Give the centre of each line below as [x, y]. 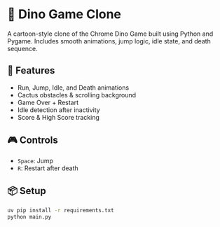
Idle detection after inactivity [59, 110]
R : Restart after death [48, 168]
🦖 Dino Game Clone [64, 14]
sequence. [23, 48]
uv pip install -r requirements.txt [61, 211]
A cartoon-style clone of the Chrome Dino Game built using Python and [110, 34]
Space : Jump [35, 160]
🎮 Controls [33, 140]
